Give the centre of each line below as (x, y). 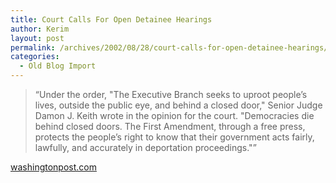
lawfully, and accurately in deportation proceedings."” (145, 147)
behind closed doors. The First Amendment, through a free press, (170, 126)
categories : (35, 57)
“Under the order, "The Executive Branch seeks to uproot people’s (171, 94)
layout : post (37, 38)
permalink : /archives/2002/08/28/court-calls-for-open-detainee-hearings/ (169, 47)
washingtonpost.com (53, 167)
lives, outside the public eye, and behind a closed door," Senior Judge (178, 105)
